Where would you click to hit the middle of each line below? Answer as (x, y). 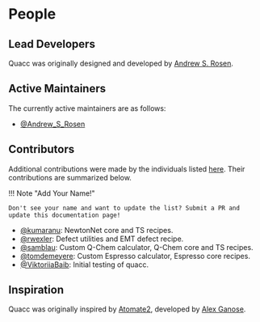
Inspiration (36, 290)
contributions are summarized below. (70, 177)
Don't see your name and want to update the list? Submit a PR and (124, 208)
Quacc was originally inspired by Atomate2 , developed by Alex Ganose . (127, 309)
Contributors (42, 149)
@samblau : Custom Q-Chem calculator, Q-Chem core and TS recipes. (136, 247)
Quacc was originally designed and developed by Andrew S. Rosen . (121, 63)
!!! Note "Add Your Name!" (52, 193)
